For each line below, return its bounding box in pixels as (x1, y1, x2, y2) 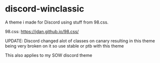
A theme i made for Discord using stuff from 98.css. (5, 19, 109, 25)
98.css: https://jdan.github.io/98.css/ (5, 28, 79, 34)
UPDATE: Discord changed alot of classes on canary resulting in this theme (5, 38, 155, 44)
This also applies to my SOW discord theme (5, 52, 93, 58)
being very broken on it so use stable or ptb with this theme (5, 43, 124, 49)
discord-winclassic (5, 3, 84, 14)
